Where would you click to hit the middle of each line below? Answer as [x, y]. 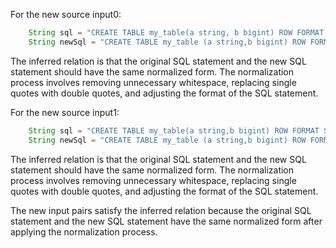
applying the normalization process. [84, 231]
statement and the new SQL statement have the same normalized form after [166, 221]
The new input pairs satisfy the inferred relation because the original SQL [161, 210]
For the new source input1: [65, 112]
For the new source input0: [66, 14]
